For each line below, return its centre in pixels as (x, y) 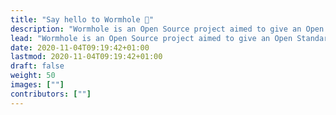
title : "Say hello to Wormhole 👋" (82, 19)
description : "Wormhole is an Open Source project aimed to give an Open (167, 29)
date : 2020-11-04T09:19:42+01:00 (80, 47)
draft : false (37, 66)
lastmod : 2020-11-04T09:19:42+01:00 (86, 57)
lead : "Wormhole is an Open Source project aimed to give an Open (151, 38)
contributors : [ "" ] (51, 94)
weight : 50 (33, 76)
